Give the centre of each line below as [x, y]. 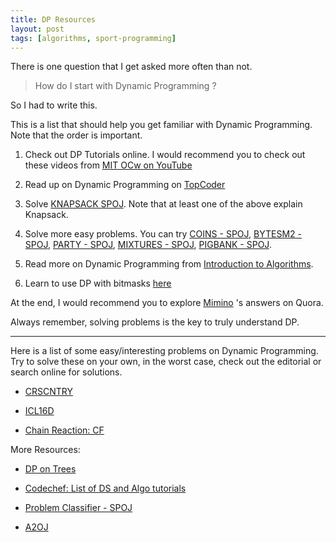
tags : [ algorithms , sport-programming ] [93, 38]
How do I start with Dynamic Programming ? [125, 86]
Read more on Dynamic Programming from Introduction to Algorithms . [169, 264]
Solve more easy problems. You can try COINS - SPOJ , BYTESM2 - [163, 234]
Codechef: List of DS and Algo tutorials [105, 488]
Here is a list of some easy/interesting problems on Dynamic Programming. [164, 351]
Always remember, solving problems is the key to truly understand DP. [155, 322]
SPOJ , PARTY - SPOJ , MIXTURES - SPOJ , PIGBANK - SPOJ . [148, 245]
